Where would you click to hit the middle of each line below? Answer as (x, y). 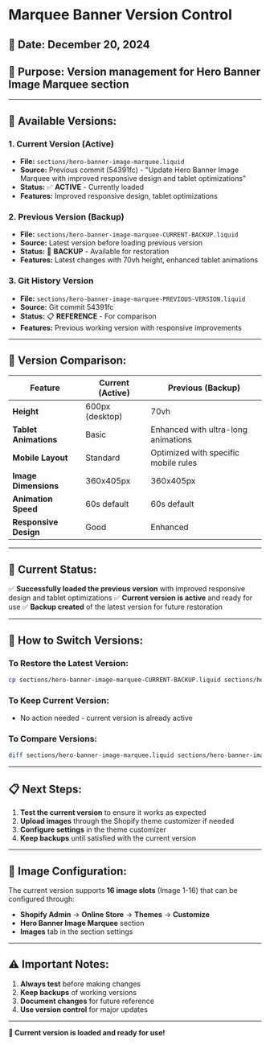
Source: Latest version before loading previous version (111, 243)
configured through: (41, 899)
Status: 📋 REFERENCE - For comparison (88, 316)
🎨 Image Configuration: (67, 871)
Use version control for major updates (84, 1009)
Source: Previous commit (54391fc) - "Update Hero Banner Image (129, 170)
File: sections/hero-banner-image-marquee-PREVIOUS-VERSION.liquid (133, 298)
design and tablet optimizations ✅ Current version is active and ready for (131, 598)
